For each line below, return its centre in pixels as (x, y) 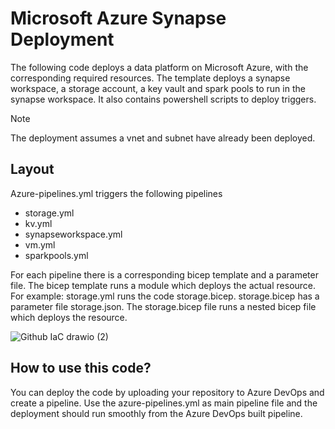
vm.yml (40, 244)
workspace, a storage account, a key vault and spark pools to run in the (158, 88)
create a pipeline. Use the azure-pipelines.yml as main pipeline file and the (164, 403)
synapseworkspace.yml (73, 234)
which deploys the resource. (69, 317)
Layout (32, 169)
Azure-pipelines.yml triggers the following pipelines (116, 193)
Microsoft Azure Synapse (118, 18)
